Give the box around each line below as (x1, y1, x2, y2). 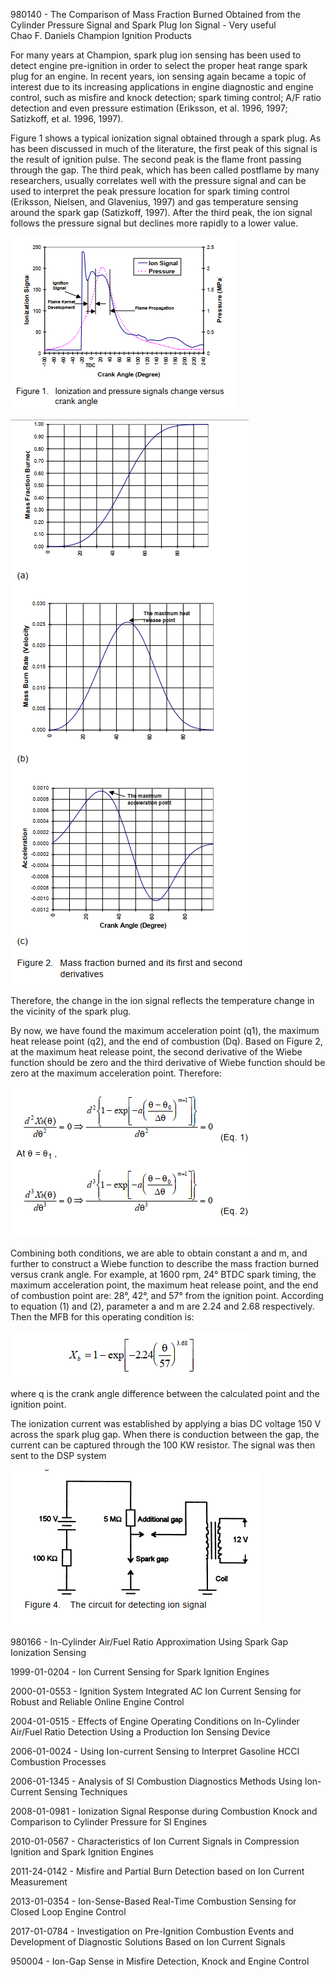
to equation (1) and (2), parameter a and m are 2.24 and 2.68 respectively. (10, 1300, 315, 1312)
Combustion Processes (10, 1756, 107, 1768)
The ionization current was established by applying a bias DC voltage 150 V (10, 1418, 322, 1429)
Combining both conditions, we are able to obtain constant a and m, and (10, 1247, 308, 1259)
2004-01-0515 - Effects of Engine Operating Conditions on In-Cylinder (10, 1715, 300, 1727)
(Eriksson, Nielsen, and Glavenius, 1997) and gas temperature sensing (10, 196, 299, 208)
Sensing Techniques (43, 1786, 128, 1798)
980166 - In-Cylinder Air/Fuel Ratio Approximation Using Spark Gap (10, 1636, 289, 1648)
